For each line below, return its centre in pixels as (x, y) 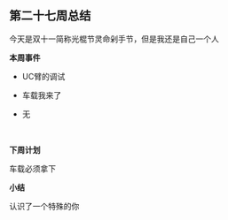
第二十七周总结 (50, 16)
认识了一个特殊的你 (44, 206)
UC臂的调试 (43, 76)
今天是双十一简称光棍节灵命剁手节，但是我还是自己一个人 (114, 39)
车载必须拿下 (32, 168)
